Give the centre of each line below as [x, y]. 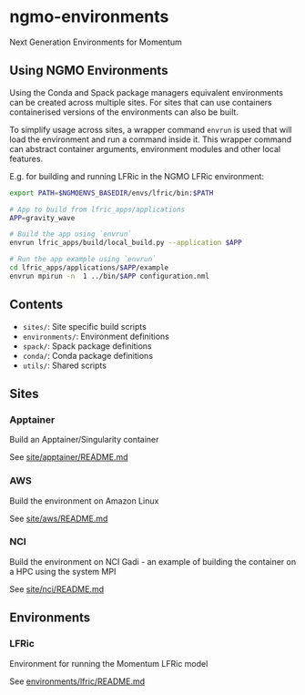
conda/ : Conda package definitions [87, 355]
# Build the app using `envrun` [71, 234]
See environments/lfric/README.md [77, 681]
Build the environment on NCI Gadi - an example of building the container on [153, 561]
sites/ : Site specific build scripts [85, 326]
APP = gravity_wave [42, 218]
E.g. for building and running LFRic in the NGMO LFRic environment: [137, 176]
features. [26, 158]
